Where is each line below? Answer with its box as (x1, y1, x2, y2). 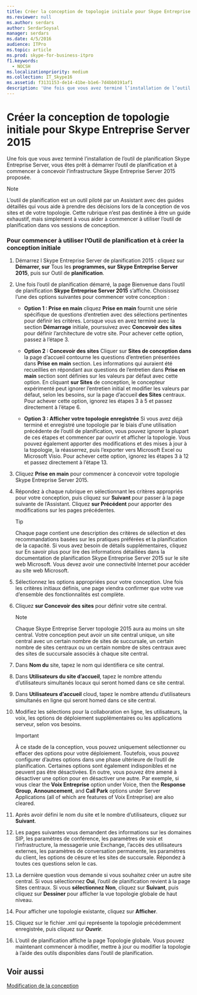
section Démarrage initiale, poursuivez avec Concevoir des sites (23, 324, 182, 331)
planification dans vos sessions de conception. (6, 221, 120, 228)
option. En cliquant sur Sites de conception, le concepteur (23, 379, 165, 386)
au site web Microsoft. (15, 567, 69, 574)
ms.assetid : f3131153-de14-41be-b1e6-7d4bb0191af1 (6, 80, 133, 86)
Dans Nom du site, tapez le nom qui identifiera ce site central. (15, 661, 165, 668)
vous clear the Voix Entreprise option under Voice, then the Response (15, 781, 186, 788)
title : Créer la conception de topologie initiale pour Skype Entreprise (6, 8, 191, 15)
